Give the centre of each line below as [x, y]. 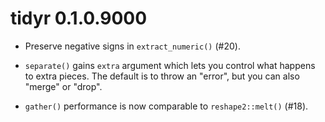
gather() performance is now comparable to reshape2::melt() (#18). [166, 106]
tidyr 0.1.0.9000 [79, 18]
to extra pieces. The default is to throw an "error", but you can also [162, 76]
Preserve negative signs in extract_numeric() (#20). [132, 46]
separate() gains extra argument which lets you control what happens [170, 65]
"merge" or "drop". [63, 86]
